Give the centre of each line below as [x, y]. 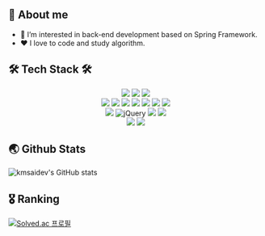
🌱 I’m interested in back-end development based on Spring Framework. [139, 34]
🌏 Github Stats [47, 149]
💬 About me [38, 15]
